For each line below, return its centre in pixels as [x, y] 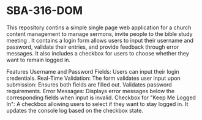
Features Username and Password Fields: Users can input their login [93, 71]
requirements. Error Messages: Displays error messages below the [91, 91]
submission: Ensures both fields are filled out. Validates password [89, 84]
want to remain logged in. [39, 60]
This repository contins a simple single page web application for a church [99, 27]
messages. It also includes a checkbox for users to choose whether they [98, 53]
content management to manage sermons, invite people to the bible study [99, 34]
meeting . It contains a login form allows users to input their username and [100, 40]
